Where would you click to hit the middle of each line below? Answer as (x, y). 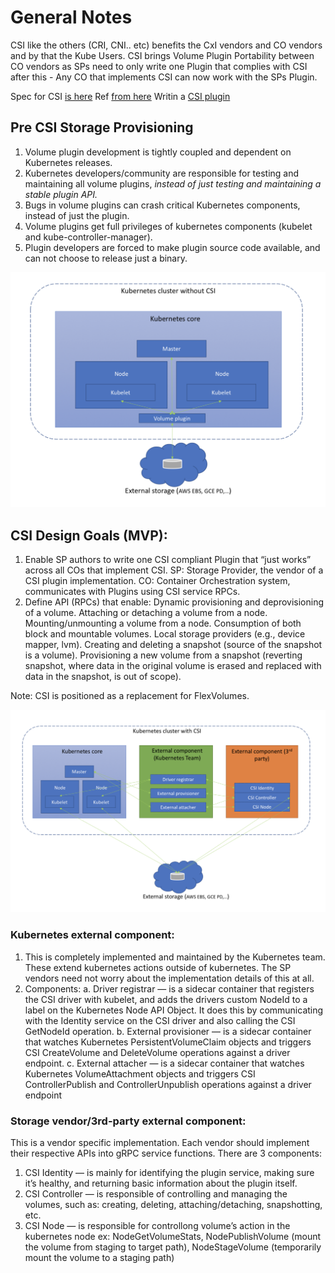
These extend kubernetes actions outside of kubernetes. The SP (158, 967)
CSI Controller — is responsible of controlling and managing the (156, 1194)
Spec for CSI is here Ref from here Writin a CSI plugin (120, 96)
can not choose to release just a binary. (106, 258)
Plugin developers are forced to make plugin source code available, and (172, 247)
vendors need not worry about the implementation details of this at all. (169, 978)
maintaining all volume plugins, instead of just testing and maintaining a (173, 183)
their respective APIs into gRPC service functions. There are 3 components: (166, 1153)
